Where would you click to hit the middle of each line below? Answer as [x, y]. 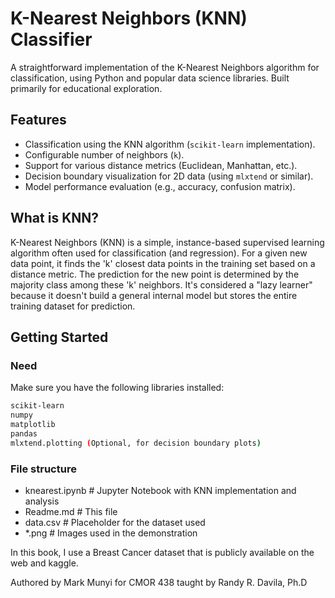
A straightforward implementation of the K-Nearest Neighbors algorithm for [165, 67]
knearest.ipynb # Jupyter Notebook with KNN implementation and [160, 490]
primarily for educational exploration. [86, 88]
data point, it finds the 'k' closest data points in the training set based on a [163, 263]
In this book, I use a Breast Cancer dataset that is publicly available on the [162, 552]
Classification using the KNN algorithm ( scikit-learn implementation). [170, 144]
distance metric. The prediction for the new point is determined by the [155, 274]
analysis [42, 501]
